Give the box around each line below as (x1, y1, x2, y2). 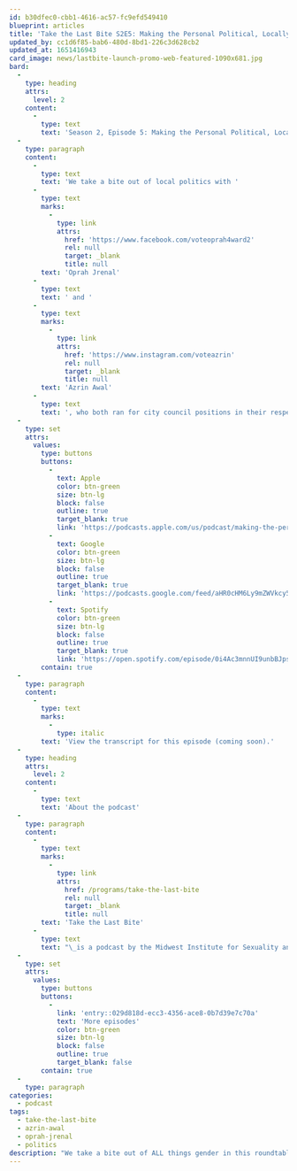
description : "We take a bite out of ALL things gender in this (9, 1148, 251, 1158)
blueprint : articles (9, 21, 86, 30)
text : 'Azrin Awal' (41, 383, 113, 392)
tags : (9, 1107, 29, 1116)
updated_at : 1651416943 (9, 46, 97, 55)
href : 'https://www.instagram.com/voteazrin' (65, 351, 236, 359)
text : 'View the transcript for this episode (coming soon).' (41, 736, 275, 746)
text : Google (56, 539, 104, 549)
